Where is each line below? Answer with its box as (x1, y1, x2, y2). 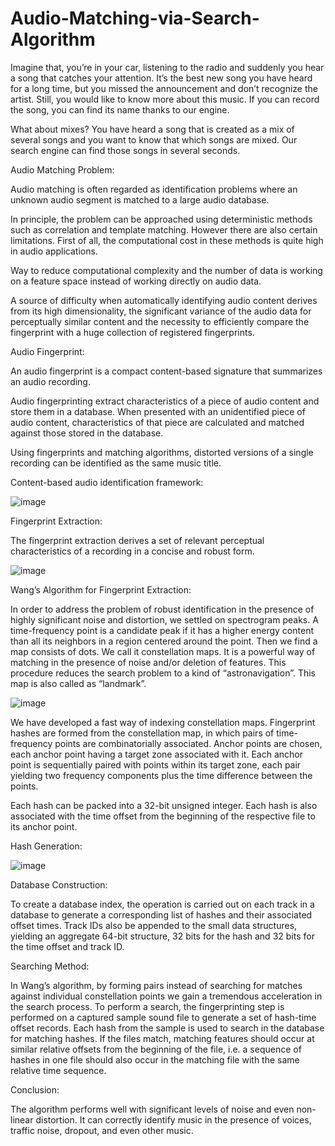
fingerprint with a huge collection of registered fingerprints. (10, 326, 255, 338)
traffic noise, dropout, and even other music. (10, 1124, 194, 1136)
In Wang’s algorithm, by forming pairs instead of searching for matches (10, 979, 303, 991)
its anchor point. (10, 820, 78, 832)
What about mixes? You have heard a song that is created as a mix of (10, 123, 295, 135)
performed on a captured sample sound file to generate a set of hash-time (10, 1011, 317, 1023)
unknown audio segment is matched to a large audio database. (10, 193, 270, 206)
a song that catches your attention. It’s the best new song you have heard (10, 72, 313, 84)
